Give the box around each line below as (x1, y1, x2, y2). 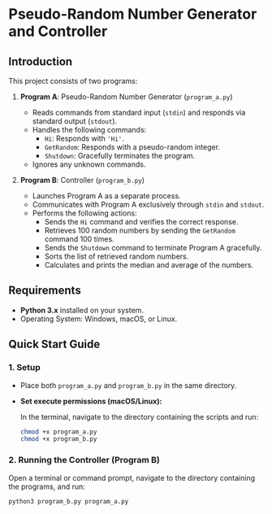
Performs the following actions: (32, 208, 137, 218)
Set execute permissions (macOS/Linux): (19, 396, 162, 406)
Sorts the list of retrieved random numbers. (44, 251, 189, 261)
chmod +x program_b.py (19, 435, 97, 443)
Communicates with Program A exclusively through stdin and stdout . (32, 200, 265, 209)
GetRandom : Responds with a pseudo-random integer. (44, 142, 221, 151)
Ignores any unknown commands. (32, 159, 146, 169)
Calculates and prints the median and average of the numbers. (44, 260, 254, 269)
